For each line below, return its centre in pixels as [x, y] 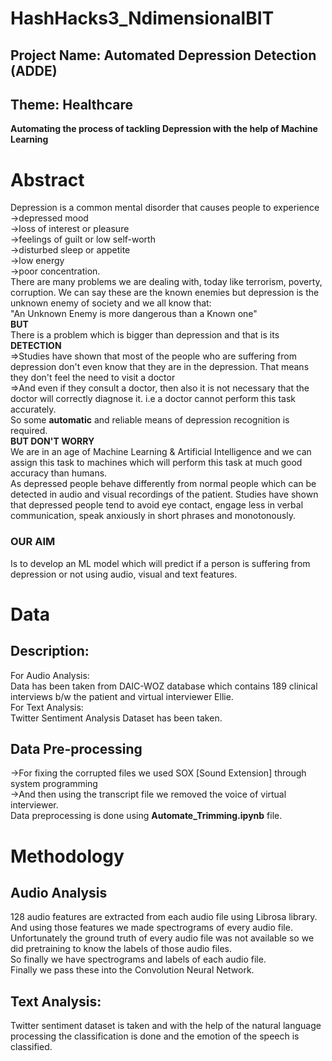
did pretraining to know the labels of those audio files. [121, 949]
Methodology [67, 856]
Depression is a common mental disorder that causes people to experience [165, 208]
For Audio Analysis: [50, 675]
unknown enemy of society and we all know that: [111, 303]
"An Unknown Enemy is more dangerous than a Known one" [134, 314]
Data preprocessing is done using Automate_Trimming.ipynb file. [146, 816]
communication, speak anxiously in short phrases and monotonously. [153, 516]
